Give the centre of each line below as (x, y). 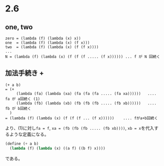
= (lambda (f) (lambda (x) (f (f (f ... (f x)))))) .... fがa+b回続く (82, 118)
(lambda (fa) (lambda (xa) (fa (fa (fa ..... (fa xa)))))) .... (86, 93)
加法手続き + (25, 73)
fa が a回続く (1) (23, 99)
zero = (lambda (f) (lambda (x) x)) (43, 38)
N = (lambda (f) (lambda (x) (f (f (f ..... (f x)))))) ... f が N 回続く (83, 57)
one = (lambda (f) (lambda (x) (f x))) (48, 43)
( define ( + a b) (22, 144)
